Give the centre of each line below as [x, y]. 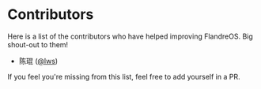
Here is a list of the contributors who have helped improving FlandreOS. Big [130, 36]
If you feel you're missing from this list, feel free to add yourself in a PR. [124, 76]
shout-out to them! [38, 44]
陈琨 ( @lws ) [38, 61]
